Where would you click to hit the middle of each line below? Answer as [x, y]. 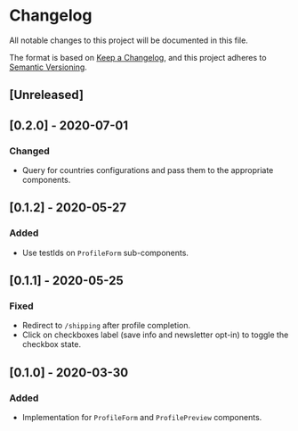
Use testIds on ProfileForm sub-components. [105, 253]
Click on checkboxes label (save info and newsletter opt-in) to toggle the [155, 335]
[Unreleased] [47, 95]
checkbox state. [52, 344]
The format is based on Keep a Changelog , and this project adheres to [138, 57]
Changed [30, 151]
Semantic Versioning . [48, 67]
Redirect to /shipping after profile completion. [106, 326]
